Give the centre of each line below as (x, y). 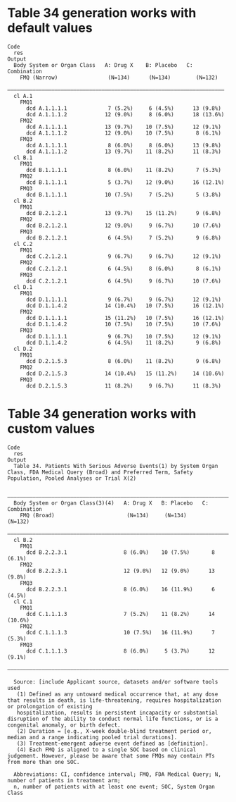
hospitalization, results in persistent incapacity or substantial (117, 712)
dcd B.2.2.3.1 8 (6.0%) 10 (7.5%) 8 (120, 552)
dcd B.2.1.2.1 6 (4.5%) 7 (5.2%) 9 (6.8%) (123, 237)
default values (50, 28)
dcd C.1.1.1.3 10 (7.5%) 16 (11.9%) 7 (120, 632)
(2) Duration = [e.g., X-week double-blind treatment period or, (114, 731)
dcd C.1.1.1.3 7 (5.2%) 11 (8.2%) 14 (120, 614)
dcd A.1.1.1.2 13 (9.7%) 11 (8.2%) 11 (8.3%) (123, 152)
